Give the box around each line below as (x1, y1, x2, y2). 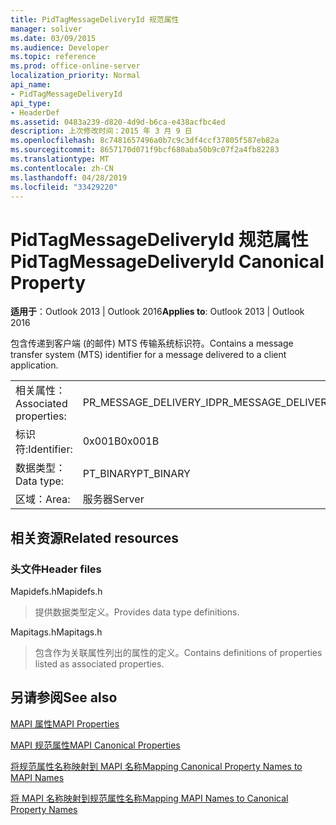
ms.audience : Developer (10, 42, 110, 53)
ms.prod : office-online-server (10, 61, 141, 71)
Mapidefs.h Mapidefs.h (10, 586, 103, 597)
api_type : (10, 98, 52, 108)
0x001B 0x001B (82, 434, 160, 448)
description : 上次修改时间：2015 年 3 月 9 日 (10, 126, 193, 136)
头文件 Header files (10, 562, 102, 576)
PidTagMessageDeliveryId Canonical (10, 250, 325, 273)
